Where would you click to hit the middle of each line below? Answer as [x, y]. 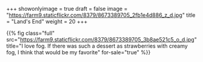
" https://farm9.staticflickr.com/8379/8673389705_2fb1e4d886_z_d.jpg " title [101, 15]
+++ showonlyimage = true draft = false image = [67, 9]
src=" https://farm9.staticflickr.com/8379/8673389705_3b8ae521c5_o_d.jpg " [101, 39]
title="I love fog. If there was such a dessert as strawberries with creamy [97, 46]
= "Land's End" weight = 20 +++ [47, 21]
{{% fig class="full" [31, 33]
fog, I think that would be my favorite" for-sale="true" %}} [78, 52]
